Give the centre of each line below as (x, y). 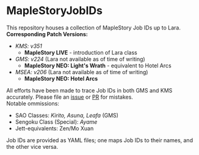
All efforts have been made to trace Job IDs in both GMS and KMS (89, 90)
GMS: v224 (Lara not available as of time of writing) (80, 59)
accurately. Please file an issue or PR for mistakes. (70, 97)
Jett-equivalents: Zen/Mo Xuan (54, 128)
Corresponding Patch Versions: (47, 34)
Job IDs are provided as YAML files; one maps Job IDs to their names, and (100, 140)
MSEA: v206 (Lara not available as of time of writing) (81, 72)
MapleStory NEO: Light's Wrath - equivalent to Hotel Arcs (98, 66)
